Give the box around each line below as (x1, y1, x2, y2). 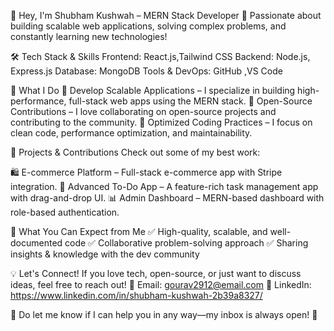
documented (10, 237, 63, 249)
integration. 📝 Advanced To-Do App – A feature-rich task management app (10, 181, 319, 192)
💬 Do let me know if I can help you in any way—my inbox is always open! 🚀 (10, 309, 318, 320)
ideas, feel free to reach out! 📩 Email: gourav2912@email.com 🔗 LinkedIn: (10, 279, 312, 290)
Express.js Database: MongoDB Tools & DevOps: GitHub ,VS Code (10, 65, 283, 77)
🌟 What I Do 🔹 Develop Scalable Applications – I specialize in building (10, 85, 296, 96)
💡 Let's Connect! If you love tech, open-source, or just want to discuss (10, 268, 302, 279)
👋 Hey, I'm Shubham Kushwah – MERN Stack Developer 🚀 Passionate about (10, 10, 322, 21)
